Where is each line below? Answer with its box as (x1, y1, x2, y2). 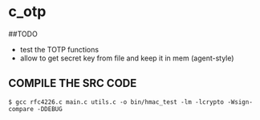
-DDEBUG (37, 105, 63, 113)
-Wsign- (227, 97, 253, 106)
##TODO (8, 29, 38, 39)
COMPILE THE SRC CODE (8, 77, 137, 90)
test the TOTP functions (19, 44, 99, 54)
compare (8, 105, 35, 113)
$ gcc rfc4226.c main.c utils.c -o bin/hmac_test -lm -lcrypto (8, 97, 225, 106)
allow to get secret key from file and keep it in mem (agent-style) (19, 53, 234, 63)
